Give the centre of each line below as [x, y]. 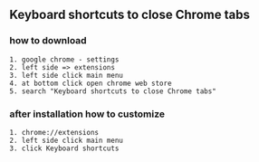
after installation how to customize [87, 114]
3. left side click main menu [67, 75]
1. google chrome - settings [64, 59]
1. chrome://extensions [54, 132]
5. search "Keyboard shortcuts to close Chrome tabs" [113, 91]
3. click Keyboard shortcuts [64, 148]
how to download [48, 41]
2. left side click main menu [67, 140]
